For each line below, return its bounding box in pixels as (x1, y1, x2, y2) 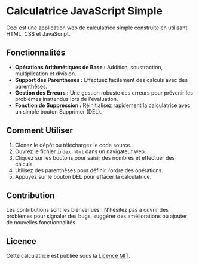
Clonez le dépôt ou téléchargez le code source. (14, 141, 132, 148)
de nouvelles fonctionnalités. (6, 219, 77, 226)
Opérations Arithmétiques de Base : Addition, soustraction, (14, 63, 163, 71)
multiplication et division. (14, 70, 76, 77)
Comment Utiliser (6, 126, 73, 136)
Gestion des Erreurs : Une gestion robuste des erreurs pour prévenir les (14, 89, 193, 96)
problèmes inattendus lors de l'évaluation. (14, 95, 118, 102)
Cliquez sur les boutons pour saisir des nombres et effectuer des (14, 154, 175, 161)
